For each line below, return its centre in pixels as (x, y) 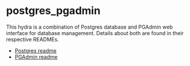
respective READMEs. (32, 39)
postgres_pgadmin (53, 11)
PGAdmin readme (36, 57)
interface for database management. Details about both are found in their (95, 33)
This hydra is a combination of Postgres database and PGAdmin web (89, 27)
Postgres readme (36, 50)
